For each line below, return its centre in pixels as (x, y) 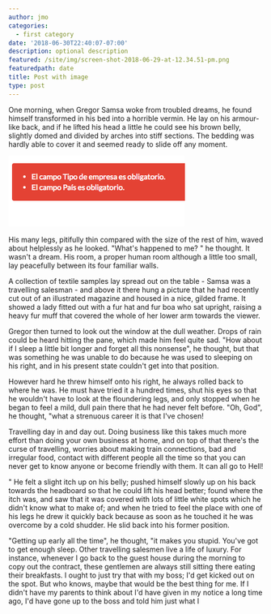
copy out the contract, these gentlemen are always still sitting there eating (132, 566)
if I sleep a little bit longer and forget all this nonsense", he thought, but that (134, 348)
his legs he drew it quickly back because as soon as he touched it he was (131, 516)
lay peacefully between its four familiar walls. (84, 265)
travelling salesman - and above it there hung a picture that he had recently (134, 290)
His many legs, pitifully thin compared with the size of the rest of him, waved (136, 239)
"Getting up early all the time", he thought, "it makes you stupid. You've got (133, 540)
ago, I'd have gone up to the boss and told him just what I (104, 601)
